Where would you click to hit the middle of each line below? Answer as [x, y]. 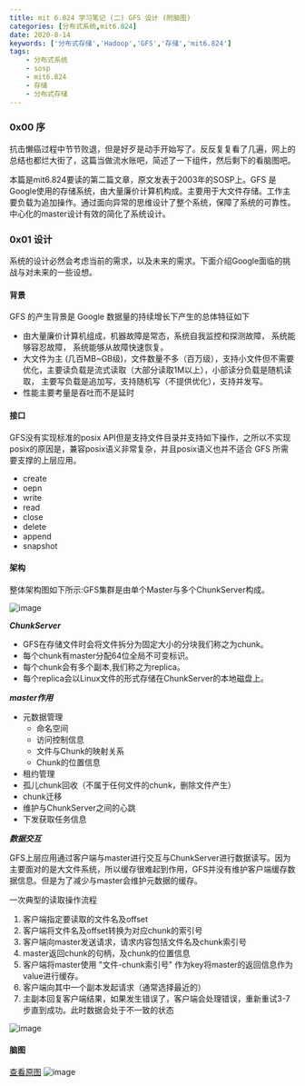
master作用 [31, 697]
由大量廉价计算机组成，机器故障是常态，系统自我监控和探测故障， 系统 [155, 336]
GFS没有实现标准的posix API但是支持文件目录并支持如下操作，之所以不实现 [150, 437]
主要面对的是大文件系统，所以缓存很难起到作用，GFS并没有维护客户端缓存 [148, 869]
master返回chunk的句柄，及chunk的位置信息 [106, 953]
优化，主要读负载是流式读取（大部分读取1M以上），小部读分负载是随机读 [157, 370]
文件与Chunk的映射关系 [80, 751]
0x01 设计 [31, 239]
